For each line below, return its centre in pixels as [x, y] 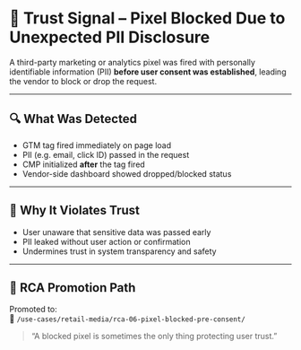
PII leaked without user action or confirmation [106, 241]
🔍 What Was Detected [73, 119]
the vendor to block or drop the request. [83, 81]
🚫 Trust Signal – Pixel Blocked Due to [147, 18]
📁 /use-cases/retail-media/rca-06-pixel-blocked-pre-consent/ [128, 319]
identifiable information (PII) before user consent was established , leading [148, 72]
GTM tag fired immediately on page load [97, 145]
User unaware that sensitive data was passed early [116, 232]
